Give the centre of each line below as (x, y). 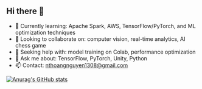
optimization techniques (45, 32)
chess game (30, 45)
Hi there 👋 (25, 11)
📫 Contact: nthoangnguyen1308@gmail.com (71, 65)
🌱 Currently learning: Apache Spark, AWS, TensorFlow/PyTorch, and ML (105, 26)
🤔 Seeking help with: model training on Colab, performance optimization (105, 52)
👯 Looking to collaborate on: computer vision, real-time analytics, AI (100, 39)
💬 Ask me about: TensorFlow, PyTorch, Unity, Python (81, 58)
